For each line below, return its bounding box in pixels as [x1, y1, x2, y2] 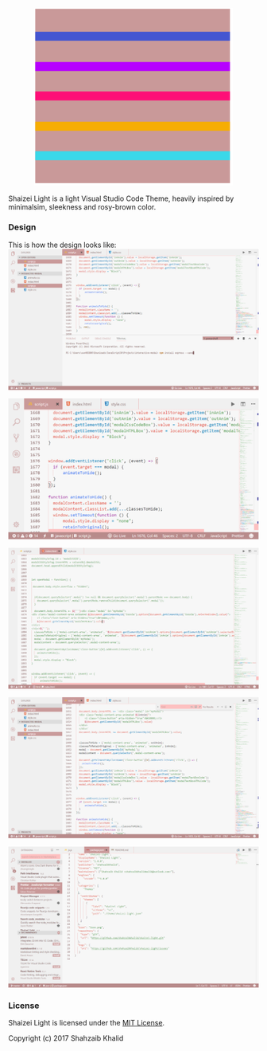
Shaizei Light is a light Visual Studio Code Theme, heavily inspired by [8, 194, 234, 203]
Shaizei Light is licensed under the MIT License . [8, 1018, 165, 1028]
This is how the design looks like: [8, 240, 117, 249]
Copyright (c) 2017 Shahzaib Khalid [8, 1033, 124, 1043]
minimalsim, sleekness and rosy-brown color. [8, 202, 157, 211]
